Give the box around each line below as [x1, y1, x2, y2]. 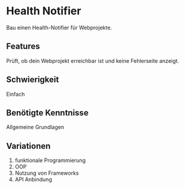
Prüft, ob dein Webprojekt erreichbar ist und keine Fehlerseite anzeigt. [6, 57, 180, 64]
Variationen [6, 141, 51, 151]
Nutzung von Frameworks [14, 169, 79, 177]
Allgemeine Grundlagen [6, 124, 65, 131]
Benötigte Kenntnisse [6, 108, 89, 118]
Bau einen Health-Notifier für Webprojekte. [6, 24, 113, 31]
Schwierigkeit [6, 75, 59, 85]
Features [6, 41, 40, 51]
